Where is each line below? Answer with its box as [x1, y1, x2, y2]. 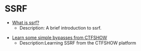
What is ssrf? [12, 19, 40, 25]
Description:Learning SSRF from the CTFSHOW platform [19, 39, 136, 45]
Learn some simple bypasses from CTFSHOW [12, 34, 107, 40]
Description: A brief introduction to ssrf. [19, 24, 102, 30]
